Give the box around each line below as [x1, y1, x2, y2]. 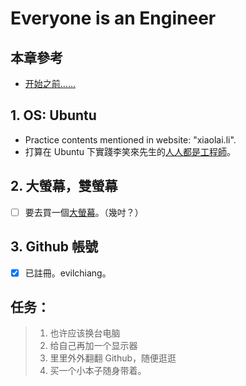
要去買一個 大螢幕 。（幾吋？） [24, 206, 144, 218]
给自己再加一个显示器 [49, 340, 138, 352]
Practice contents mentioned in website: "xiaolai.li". [24, 133, 237, 146]
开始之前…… [24, 78, 76, 89]
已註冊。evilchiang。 [24, 267, 112, 279]
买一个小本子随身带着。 [49, 365, 147, 377]
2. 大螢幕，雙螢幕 [10, 178, 118, 195]
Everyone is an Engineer [10, 7, 217, 30]
